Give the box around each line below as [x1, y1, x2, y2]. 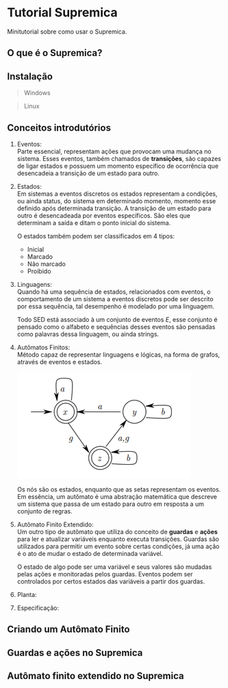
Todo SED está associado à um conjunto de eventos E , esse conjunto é [16, 315, 218, 323]
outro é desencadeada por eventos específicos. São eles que [16, 211, 190, 220]
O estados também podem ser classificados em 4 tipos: [16, 231, 175, 240]
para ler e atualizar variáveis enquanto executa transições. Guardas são [16, 535, 220, 543]
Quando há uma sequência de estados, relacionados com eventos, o [16, 288, 211, 296]
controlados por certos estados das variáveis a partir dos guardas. [16, 577, 205, 585]
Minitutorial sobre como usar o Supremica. [7, 27, 127, 36]
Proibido [27, 267, 51, 275]
